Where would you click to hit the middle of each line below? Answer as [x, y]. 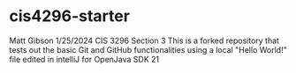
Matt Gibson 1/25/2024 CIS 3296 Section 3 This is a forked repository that [144, 40]
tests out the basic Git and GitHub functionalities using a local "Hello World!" [148, 49]
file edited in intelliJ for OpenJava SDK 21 [84, 59]
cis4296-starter [70, 16]
